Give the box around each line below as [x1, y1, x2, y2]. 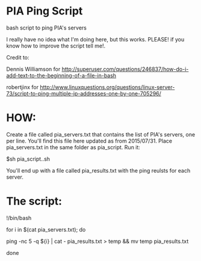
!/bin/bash [6, 214, 32, 221]
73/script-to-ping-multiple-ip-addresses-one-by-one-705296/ [6, 90, 161, 97]
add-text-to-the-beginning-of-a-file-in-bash [6, 72, 116, 79]
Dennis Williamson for [6, 65, 61, 73]
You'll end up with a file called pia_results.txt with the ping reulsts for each [6, 167, 191, 174]
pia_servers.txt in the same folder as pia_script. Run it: [6, 143, 140, 151]
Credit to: [6, 54, 29, 61]
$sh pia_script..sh [6, 155, 50, 162]
